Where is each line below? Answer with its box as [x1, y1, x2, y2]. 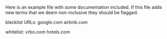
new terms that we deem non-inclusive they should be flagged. [5, 9, 138, 15]
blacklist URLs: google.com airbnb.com [5, 19, 88, 25]
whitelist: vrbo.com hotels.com [5, 29, 70, 34]
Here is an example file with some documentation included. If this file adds [5, 4, 162, 10]
